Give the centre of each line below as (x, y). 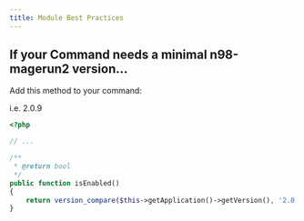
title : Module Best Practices (67, 18)
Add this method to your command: (76, 91)
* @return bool (42, 166)
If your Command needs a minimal (108, 55)
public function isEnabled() (65, 183)
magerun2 (40, 69)
